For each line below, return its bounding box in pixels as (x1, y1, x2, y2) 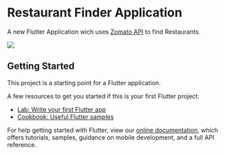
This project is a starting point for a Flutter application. (7, 78, 161, 87)
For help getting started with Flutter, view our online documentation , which (7, 126, 219, 134)
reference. (7, 140, 36, 148)
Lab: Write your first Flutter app (17, 105, 107, 113)
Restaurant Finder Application (7, 5, 182, 21)
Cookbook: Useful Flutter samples (17, 112, 114, 121)
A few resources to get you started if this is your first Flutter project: (7, 91, 200, 100)
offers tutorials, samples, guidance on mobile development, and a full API (7, 133, 215, 142)
